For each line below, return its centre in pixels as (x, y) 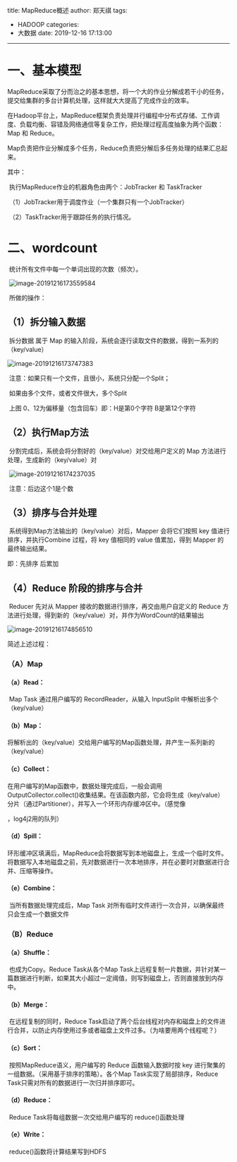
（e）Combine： (32, 888)
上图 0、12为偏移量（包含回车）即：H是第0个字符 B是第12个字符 (102, 408)
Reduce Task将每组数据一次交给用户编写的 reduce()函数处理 (97, 1117)
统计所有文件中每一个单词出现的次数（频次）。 (75, 269)
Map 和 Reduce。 (33, 133)
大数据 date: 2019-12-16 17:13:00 (65, 33)
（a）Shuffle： (29, 952)
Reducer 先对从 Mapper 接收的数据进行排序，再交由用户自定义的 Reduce (115, 607)
